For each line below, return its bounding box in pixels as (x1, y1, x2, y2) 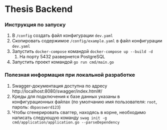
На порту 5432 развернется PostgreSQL (19, 54, 105, 60)
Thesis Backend (4, 3, 73, 15)
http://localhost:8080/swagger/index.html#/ (11, 88, 102, 94)
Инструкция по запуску (4, 21, 66, 28)
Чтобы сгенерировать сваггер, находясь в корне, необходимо (11, 109, 146, 115)
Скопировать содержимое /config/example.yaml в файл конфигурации (11, 38, 162, 44)
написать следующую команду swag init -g (11, 115, 107, 121)
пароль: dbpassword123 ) (11, 104, 61, 110)
